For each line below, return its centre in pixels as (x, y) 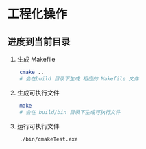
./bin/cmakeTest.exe (49, 139)
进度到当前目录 (39, 42)
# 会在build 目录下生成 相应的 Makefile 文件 (79, 79)
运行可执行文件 (38, 126)
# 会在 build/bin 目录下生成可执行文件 (70, 112)
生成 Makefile (36, 59)
